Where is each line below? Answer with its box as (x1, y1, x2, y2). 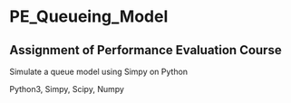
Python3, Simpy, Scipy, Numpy (9, 84, 125, 94)
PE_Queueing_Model (9, 6, 169, 27)
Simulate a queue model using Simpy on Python (9, 66, 189, 77)
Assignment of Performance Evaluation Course (9, 42, 283, 58)
